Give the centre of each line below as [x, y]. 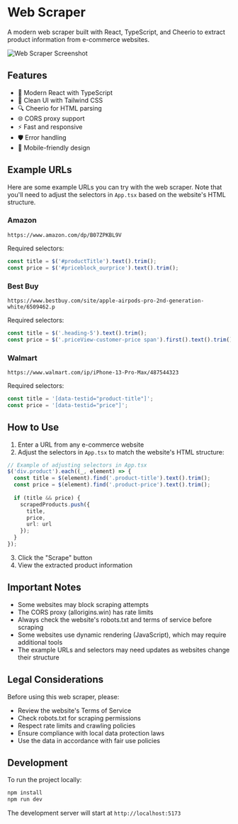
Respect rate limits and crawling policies [76, 725]
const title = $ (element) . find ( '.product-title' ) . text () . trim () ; [112, 478]
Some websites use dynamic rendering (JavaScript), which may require [122, 635]
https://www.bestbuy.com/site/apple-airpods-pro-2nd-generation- [106, 301]
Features [27, 76]
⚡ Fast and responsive [50, 127]
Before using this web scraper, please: [63, 696]
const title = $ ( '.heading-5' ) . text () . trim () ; [77, 333]
